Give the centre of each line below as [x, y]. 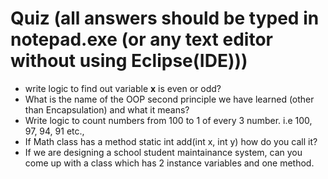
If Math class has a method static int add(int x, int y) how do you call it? [171, 141]
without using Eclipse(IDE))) [129, 61]
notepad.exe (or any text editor [141, 39]
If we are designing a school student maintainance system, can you [163, 152]
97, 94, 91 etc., [54, 131]
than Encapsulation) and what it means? [107, 109]
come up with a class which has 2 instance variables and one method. [169, 163]
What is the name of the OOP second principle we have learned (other [169, 99]
